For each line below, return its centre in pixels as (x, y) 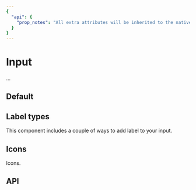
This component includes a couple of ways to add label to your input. (89, 131)
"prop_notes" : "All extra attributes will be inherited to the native (104, 22)
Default (20, 97)
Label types (28, 117)
